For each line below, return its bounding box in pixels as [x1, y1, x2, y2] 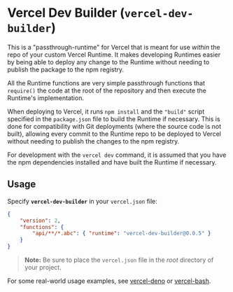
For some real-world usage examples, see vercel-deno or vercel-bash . [7, 277, 211, 285]
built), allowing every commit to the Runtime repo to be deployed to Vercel [7, 130, 222, 138]
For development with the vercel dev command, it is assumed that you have [7, 151, 227, 159]
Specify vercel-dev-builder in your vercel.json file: [7, 197, 157, 205]
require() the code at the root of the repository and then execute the [7, 86, 206, 95]
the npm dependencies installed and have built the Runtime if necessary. [7, 158, 217, 166]
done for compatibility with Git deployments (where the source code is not [7, 122, 222, 130]
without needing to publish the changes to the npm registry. [7, 137, 180, 145]
